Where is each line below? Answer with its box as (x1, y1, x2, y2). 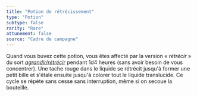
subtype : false (6, 20, 44, 25)
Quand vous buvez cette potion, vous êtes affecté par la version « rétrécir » (6, 53, 192, 59)
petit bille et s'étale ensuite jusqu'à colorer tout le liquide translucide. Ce (6, 72, 183, 78)
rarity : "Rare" (6, 25, 44, 31)
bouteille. (6, 84, 29, 91)
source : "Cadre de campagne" (6, 36, 79, 42)
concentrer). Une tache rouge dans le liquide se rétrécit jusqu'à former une (6, 65, 190, 72)
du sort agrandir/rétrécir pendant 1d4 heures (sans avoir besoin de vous (6, 59, 183, 66)
